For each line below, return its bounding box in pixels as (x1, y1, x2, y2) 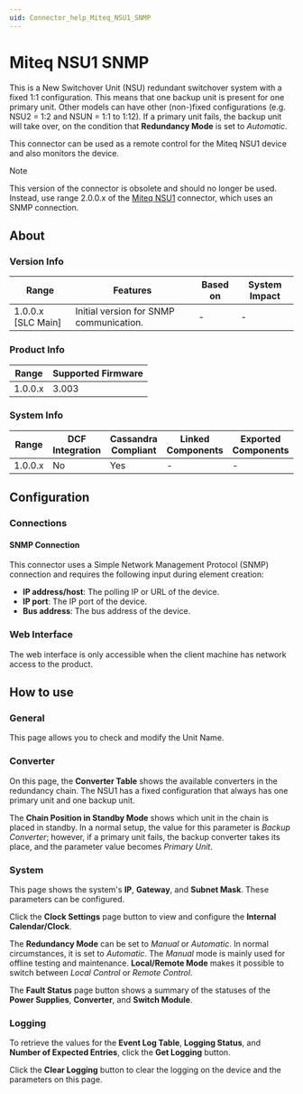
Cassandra (109, 432, 158, 445)
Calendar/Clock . (9, 920, 72, 931)
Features (112, 284, 152, 297)
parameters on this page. (9, 1074, 103, 1085)
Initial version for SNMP (75, 305, 175, 317)
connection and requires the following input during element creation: (9, 569, 264, 580)
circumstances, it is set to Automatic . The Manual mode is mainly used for (9, 948, 286, 958)
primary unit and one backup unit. (9, 795, 135, 806)
